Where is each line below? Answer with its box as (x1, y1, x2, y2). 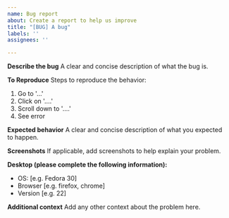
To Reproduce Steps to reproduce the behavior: (7, 75, 147, 85)
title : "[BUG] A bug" (7, 23, 71, 30)
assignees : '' (7, 37, 49, 44)
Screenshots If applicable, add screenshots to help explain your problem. (7, 147, 221, 155)
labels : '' (7, 30, 39, 37)
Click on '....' (17, 97, 54, 106)
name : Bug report (7, 10, 58, 18)
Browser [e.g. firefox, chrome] (17, 181, 106, 190)
